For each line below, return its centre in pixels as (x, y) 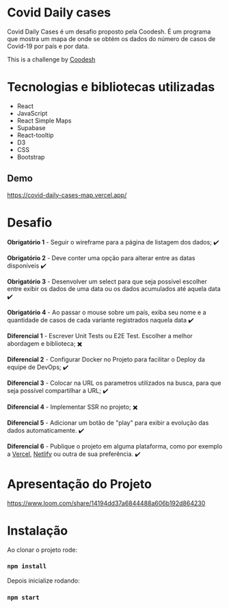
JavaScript (32, 113)
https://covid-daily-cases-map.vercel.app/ (67, 195)
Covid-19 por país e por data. (48, 46)
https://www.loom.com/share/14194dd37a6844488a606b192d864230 (106, 503)
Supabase (31, 127)
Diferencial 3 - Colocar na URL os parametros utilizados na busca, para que (114, 383)
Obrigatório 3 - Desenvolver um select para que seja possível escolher (107, 281)
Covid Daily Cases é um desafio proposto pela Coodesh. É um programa (109, 31)
